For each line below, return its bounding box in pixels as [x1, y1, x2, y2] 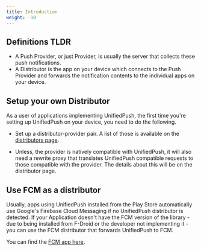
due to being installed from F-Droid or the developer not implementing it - [6, 220, 188, 227]
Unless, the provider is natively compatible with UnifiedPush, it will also [14, 148, 192, 156]
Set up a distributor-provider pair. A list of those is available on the [14, 130, 179, 138]
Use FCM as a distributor [6, 185, 101, 195]
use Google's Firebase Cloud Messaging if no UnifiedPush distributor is [6, 207, 184, 214]
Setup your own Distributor [6, 96, 110, 106]
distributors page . [14, 136, 60, 144]
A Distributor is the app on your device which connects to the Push [14, 66, 181, 73]
